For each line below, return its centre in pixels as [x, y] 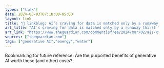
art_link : [15, 32]
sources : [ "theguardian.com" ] [36, 37]
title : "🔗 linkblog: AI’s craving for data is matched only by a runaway [82, 23]
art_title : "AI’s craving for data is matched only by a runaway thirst [81, 28]
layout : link [18, 19]
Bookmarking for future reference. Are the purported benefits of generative [81, 55]
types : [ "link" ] [21, 10]
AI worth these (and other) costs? [39, 60]
